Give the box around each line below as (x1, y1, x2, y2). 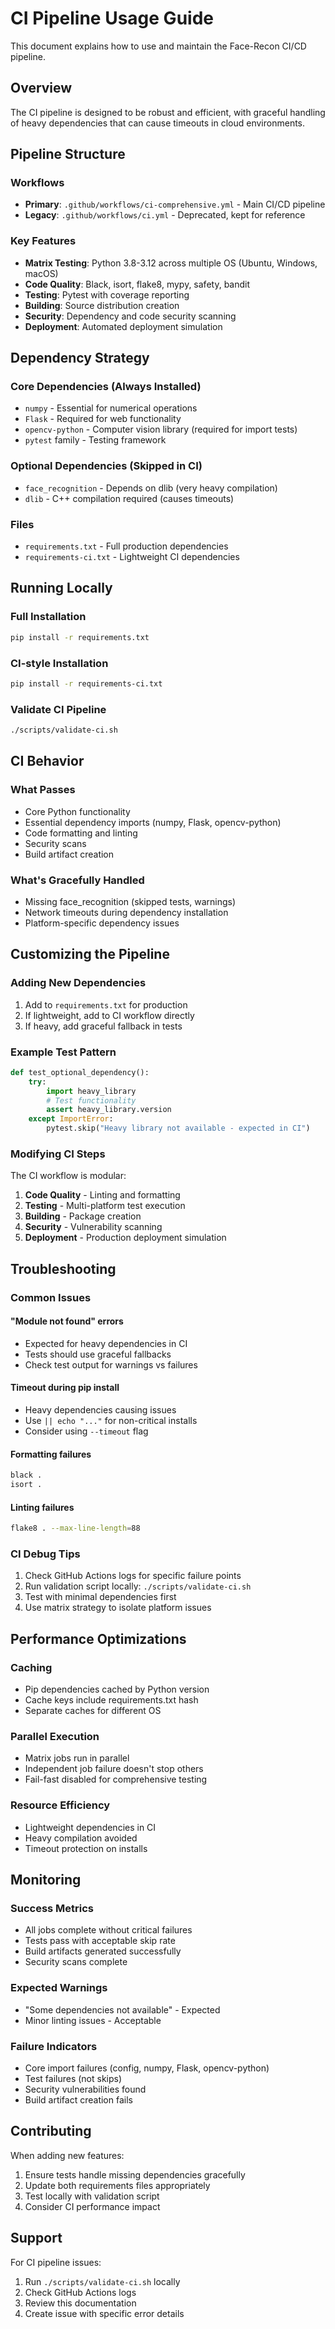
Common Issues (10, 1290, 92, 1304)
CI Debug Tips (10, 1547, 81, 1561)
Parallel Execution (10, 1729, 100, 1743)
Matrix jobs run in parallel (24, 1752, 130, 1764)
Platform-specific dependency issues (24, 917, 180, 929)
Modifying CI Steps (10, 1147, 106, 1161)
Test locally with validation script (24, 2190, 160, 2202)
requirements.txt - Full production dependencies (24, 540, 229, 552)
